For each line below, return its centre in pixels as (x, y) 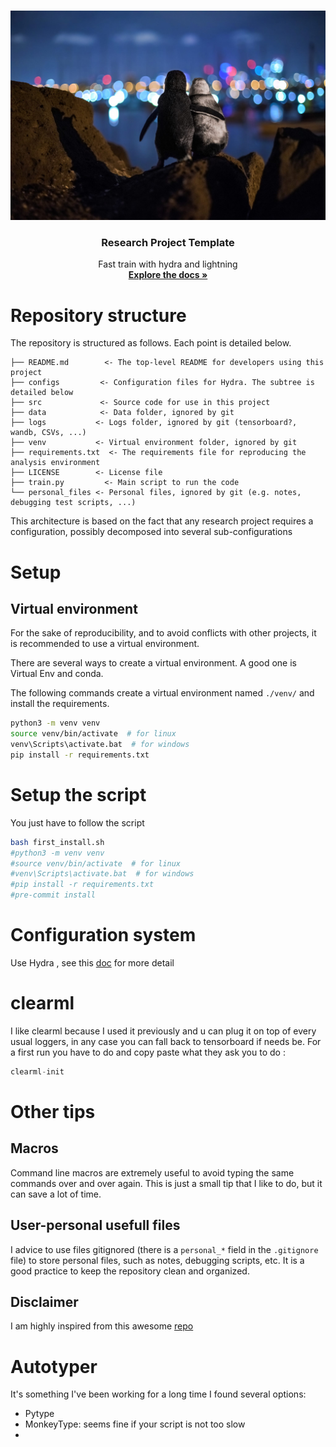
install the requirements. (60, 704)
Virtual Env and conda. (57, 674)
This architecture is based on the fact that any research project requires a (162, 521)
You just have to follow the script (77, 822)
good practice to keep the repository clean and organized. (130, 1271)
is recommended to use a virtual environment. (105, 644)
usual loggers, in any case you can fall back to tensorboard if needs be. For (166, 1041)
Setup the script (78, 795)
